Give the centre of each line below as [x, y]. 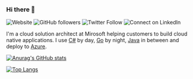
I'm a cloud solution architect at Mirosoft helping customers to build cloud [97, 34]
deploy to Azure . [27, 46]
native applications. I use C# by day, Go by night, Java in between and [93, 40]
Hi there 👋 [21, 10]
